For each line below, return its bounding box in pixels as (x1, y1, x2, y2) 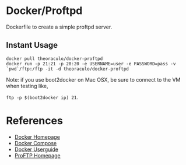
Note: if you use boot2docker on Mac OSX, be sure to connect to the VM (6, 76, 181, 83)
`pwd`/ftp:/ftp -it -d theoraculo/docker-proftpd (6, 66, 129, 72)
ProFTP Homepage (14, 152, 61, 159)
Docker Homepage (14, 133, 60, 141)
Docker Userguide (14, 146, 59, 153)
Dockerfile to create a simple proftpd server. (6, 23, 113, 30)
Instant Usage (6, 40, 58, 50)
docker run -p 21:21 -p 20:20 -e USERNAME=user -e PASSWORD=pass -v (6, 61, 176, 66)
